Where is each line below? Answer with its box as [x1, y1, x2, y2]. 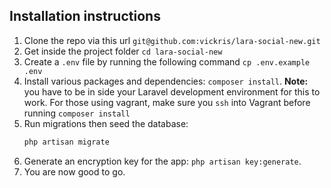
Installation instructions [9, 8, 161, 25]
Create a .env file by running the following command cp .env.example [23, 55, 311, 68]
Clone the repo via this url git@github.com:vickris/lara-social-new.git [23, 34, 321, 46]
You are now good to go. [23, 165, 126, 178]
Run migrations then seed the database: [23, 117, 189, 129]
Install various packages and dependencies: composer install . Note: [23, 75, 309, 87]
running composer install [23, 107, 131, 119]
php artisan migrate [23, 137, 110, 147]
